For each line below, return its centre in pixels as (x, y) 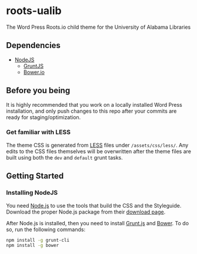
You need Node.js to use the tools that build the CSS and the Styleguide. (94, 205)
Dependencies (33, 45)
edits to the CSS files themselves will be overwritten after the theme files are (98, 151)
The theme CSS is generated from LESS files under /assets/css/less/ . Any (97, 145)
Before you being (38, 91)
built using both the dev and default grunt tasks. (65, 157)
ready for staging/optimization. (44, 117)
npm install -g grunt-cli (38, 240)
